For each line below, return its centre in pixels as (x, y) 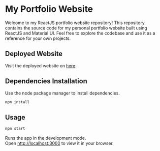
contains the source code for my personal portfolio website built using (76, 28)
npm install (17, 102)
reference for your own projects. (38, 38)
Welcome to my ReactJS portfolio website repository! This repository (75, 23)
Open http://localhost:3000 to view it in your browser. (60, 143)
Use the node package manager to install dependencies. (62, 93)
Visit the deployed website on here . (41, 65)
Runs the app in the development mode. (46, 138)
